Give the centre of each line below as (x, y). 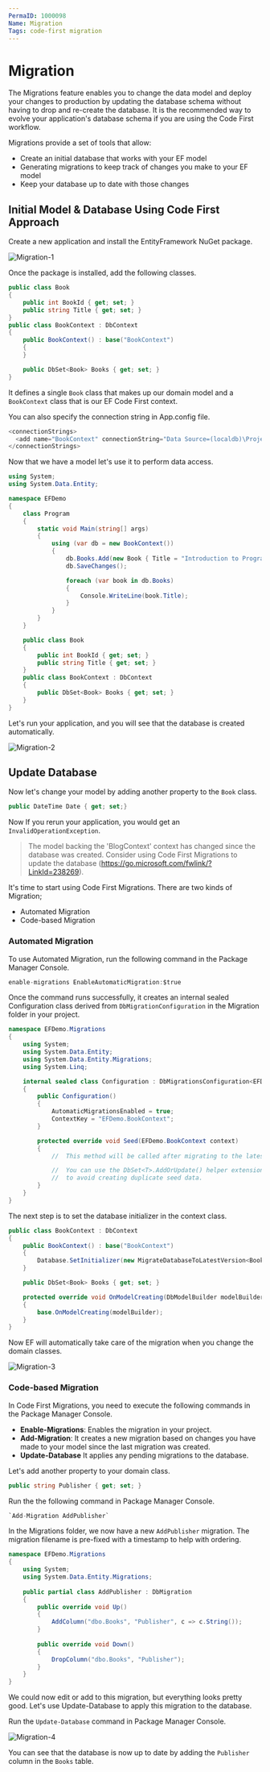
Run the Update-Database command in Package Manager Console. (117, 1721)
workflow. (25, 127)
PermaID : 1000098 (37, 16)
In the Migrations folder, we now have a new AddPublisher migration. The (129, 1531)
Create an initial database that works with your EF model (113, 159)
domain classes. (35, 1351)
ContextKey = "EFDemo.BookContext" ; (112, 1119)
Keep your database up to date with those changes (104, 184)
